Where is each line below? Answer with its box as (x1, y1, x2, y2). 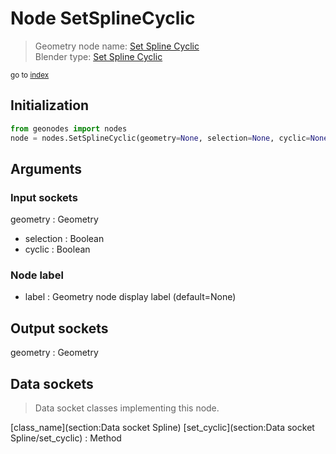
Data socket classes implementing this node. (34, 402, 220, 414)
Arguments (10, 160, 83, 177)
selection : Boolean (24, 233, 105, 245)
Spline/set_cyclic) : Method (10, 432, 122, 444)
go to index (10, 70, 50, 80)
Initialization (10, 97, 90, 114)
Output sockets (10, 320, 109, 337)
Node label (10, 268, 64, 282)
